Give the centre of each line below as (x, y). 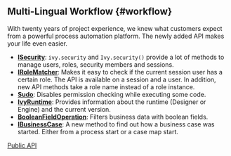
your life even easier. (38, 43)
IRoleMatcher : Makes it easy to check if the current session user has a (120, 72)
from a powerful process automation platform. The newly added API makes (116, 36)
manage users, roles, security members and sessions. (95, 64)
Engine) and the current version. (64, 109)
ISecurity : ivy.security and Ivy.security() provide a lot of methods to (121, 57)
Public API (22, 145)
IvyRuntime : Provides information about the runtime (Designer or (112, 102)
